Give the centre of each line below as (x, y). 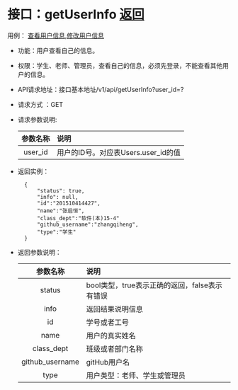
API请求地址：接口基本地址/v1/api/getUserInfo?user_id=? (101, 89)
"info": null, (57, 197)
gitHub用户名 (108, 362)
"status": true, (61, 191)
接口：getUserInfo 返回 (76, 15)
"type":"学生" (56, 232)
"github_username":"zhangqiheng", (87, 224)
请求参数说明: (37, 119)
